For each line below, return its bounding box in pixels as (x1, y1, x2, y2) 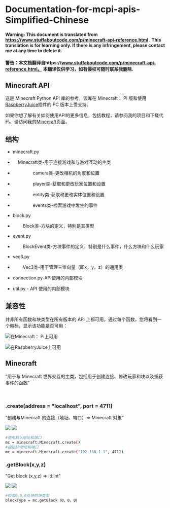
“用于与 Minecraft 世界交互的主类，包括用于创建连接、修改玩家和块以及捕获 (5, 373, 163, 379)
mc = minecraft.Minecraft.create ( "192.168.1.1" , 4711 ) (5, 449, 124, 454)
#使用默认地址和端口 (5, 435, 42, 440)
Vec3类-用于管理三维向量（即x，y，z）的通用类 (22, 264, 123, 270)
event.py (12, 233, 31, 239)
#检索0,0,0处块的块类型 (5, 493, 50, 498)
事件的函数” (5, 379, 30, 386)
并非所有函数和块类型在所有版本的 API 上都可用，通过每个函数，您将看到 (5, 316, 157, 322)
